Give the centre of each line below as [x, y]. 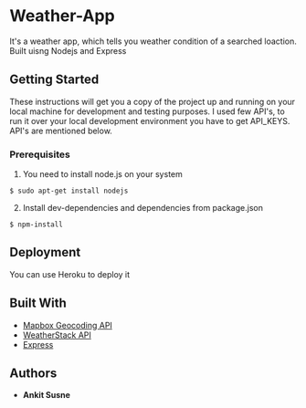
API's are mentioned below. [61, 131]
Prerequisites [40, 154]
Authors [33, 374]
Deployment [45, 252]
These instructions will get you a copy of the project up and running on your [152, 101]
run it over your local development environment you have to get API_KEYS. [150, 120]
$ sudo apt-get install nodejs [69, 191]
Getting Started [54, 80]
